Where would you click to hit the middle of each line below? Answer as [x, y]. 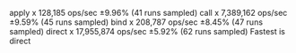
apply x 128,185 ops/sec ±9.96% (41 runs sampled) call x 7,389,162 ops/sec [148, 13]
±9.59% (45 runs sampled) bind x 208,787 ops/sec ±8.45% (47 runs [136, 22]
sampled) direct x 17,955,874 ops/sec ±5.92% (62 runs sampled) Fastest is [147, 31]
